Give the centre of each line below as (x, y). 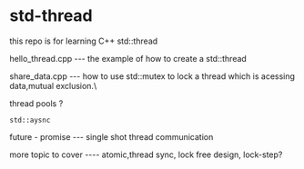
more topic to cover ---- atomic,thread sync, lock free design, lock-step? (146, 154)
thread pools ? (36, 103)
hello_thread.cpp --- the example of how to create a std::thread (128, 58)
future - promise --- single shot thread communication (111, 136)
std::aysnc (30, 120)
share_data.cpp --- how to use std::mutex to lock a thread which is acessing (152, 76)
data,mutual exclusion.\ (53, 85)
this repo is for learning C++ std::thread (84, 41)
